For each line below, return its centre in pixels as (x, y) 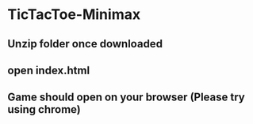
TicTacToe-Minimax (74, 15)
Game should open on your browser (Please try (126, 98)
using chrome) (44, 109)
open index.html (49, 70)
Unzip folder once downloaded (85, 44)
